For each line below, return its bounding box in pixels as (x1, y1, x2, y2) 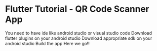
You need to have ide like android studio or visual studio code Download (5, 30, 152, 36)
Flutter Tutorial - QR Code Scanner (5, 3, 150, 15)
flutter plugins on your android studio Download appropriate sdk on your (5, 35, 152, 41)
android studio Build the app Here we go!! (5, 40, 90, 46)
